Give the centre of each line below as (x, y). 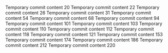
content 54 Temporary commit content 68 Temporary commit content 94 (82, 18)
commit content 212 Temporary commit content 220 (60, 45)
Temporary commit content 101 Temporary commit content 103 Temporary (84, 23)
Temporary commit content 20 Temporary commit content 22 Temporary (82, 7)
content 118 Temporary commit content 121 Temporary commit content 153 (84, 34)
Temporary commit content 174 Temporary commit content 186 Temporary (84, 40)
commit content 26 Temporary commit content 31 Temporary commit (78, 13)
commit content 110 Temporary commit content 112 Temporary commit (80, 29)
